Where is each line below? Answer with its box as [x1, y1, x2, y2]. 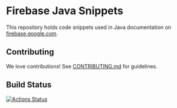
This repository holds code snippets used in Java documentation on [6, 24, 172, 31]
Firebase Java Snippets [6, 4, 124, 18]
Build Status [6, 80, 52, 90]
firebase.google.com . [6, 30, 58, 37]
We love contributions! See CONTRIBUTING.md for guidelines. [6, 63, 158, 70]
